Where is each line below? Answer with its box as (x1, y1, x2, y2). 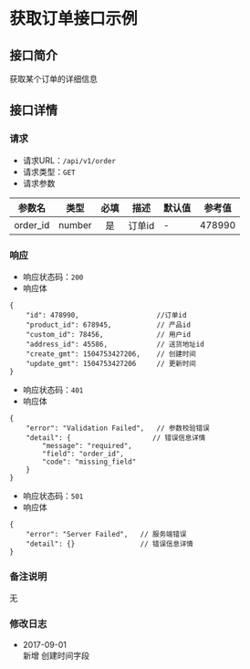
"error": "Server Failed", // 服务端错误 (26, 529, 187, 538)
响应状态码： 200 (22, 271, 84, 282)
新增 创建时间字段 (22, 650, 89, 661)
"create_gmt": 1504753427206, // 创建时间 (26, 349, 196, 359)
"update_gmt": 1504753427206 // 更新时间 (26, 359, 196, 368)
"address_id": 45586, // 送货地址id (26, 340, 205, 349)
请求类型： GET (22, 166, 76, 177)
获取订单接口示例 (9, 8, 139, 29)
